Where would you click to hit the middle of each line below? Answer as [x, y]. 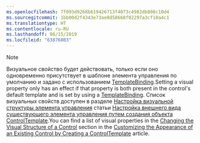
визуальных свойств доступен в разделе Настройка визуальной [90, 101]
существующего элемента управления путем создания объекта [90, 114]
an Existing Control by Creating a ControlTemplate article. [78, 133]
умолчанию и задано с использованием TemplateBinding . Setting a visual [100, 82]
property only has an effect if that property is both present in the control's [98, 88]
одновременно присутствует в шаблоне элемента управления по [92, 75]
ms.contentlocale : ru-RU [38, 29]
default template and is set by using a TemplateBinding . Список [86, 95]
